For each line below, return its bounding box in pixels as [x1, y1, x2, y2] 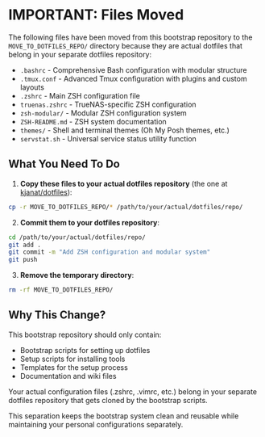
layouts [19, 82, 44, 92]
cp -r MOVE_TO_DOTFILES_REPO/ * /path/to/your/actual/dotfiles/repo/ [8, 203, 243, 211]
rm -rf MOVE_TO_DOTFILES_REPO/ [8, 286, 114, 294]
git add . [8, 241, 42, 249]
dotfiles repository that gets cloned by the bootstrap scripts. [8, 395, 208, 405]
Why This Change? [8, 309, 106, 322]
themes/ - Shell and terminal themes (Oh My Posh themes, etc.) [19, 125, 230, 135]
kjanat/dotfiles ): [19, 187, 72, 197]
